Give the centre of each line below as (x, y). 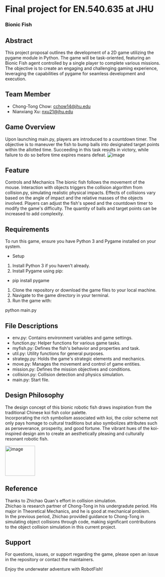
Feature (17, 170)
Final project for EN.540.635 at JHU (80, 9)
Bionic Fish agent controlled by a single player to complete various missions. (83, 63)
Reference (21, 489)
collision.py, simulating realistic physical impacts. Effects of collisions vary (81, 193)
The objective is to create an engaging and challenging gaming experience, (82, 68)
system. (13, 246)
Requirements (27, 229)
